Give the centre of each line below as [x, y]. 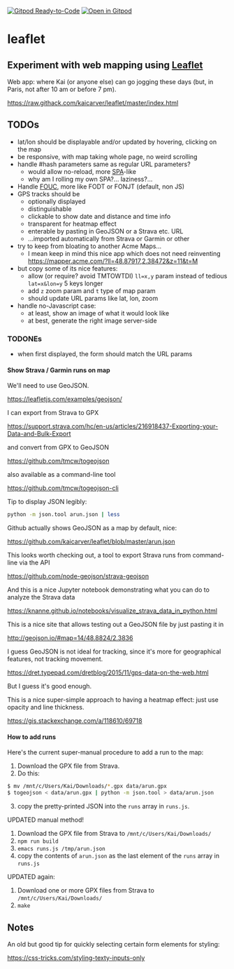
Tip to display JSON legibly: [47, 502]
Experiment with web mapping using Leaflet [105, 65]
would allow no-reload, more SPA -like [82, 171]
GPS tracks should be [49, 194]
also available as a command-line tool [61, 475]
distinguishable [50, 209]
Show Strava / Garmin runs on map [59, 370]
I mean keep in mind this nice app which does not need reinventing [124, 253]
